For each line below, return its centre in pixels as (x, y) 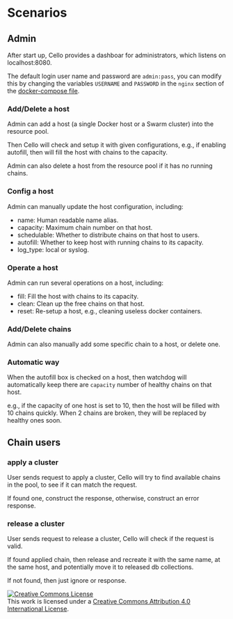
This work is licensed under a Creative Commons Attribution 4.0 (99, 602)
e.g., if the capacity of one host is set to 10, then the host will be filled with (114, 406)
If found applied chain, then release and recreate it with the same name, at (114, 560)
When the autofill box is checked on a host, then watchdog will (97, 377)
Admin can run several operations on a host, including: (85, 283)
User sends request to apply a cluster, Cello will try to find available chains (114, 478)
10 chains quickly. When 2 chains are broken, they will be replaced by (107, 413)
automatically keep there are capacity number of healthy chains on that (110, 385)
